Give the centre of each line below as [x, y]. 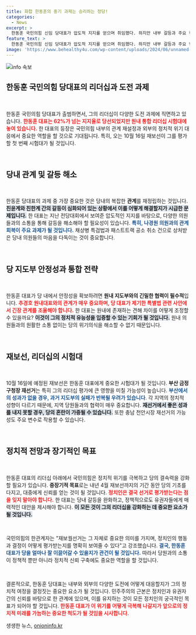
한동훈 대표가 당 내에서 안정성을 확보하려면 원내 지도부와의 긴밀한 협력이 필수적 [95, 296]
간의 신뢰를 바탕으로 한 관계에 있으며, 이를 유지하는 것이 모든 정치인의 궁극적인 [95, 598]
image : [14, 50]
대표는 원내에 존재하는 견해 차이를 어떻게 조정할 [135, 310]
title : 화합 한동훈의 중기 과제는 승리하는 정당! [57, 11]
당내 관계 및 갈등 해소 [41, 174]
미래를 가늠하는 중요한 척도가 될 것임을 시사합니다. [73, 613]
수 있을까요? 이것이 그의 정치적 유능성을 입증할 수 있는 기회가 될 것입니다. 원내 [93, 318]
